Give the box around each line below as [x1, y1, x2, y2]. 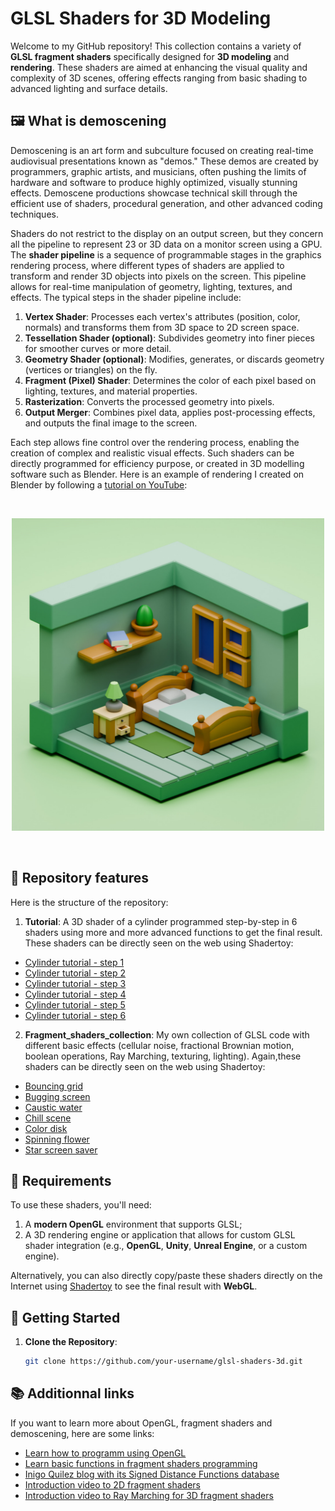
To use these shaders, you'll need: [10, 1199, 152, 1211]
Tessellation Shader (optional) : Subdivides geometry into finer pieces [24, 332, 316, 344]
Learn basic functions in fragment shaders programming [24, 1457, 258, 1469]
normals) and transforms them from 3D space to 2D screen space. [24, 321, 300, 333]
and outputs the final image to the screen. [24, 417, 198, 429]
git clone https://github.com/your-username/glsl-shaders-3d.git [24, 1357, 303, 1367]
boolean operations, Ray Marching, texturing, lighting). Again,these [24, 1050, 302, 1062]
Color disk [24, 1122, 68, 1134]
